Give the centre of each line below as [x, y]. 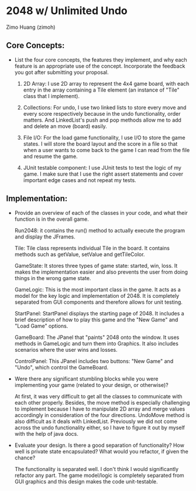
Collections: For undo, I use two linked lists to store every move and [105, 107]
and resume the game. [50, 156]
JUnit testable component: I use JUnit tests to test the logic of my [102, 167]
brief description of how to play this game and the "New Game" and [96, 320]
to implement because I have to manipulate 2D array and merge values [100, 409]
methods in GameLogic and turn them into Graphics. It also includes [96, 343]
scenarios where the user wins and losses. [66, 349]
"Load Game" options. [41, 326]
